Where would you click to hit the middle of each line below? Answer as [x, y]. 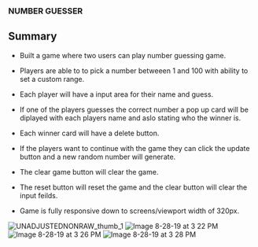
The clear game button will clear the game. [89, 171]
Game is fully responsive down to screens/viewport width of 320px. [129, 211]
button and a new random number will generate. [98, 157]
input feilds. [39, 195]
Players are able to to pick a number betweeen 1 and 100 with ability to [134, 70]
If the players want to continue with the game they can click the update [135, 148]
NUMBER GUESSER [46, 11]
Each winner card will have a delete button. [89, 133]
